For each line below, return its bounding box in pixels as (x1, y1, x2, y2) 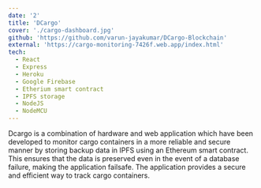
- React (15, 56, 41, 64)
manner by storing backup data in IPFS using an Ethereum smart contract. (8, 145, 248, 155)
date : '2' (8, 11, 41, 20)
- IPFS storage (15, 92, 65, 100)
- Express (15, 63, 47, 71)
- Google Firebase (15, 77, 76, 85)
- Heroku (15, 70, 44, 78)
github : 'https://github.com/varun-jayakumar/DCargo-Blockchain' (8, 33, 227, 42)
